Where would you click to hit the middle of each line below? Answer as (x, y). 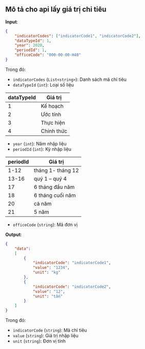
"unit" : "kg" (46, 272)
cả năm (43, 204)
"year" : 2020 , (29, 46)
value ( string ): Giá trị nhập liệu (45, 336)
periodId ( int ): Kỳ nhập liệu (42, 149)
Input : (12, 21)
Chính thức (54, 131)
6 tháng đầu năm (54, 187)
